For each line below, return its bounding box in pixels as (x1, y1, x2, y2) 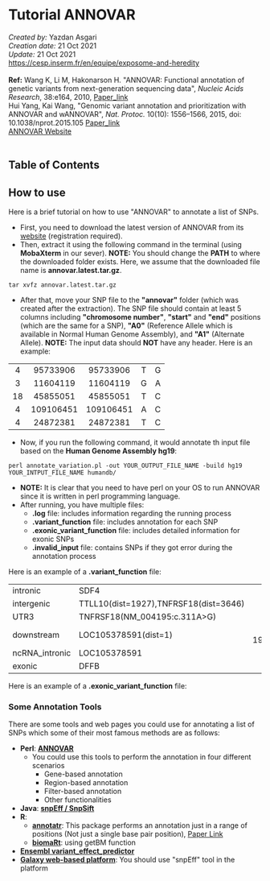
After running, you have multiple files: (19, 500, 145, 510)
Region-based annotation (43, 778, 129, 788)
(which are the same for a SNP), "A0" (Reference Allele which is (19, 321, 233, 331)
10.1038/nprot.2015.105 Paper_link (8, 118, 121, 127)
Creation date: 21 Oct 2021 (8, 40, 97, 50)
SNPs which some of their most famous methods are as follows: (8, 728, 220, 738)
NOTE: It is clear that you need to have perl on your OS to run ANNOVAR (19, 483, 260, 493)
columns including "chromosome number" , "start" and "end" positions (19, 312, 261, 322)
